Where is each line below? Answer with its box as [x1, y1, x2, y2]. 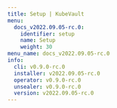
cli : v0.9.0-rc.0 [14, 63, 66, 70]
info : [7, 57, 24, 64]
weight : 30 [20, 43, 53, 50]
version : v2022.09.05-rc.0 [14, 90, 94, 97]
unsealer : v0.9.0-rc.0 [14, 83, 81, 90]
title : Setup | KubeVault [7, 10, 84, 18]
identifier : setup [20, 30, 75, 38]
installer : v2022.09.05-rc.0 [14, 70, 101, 77]
